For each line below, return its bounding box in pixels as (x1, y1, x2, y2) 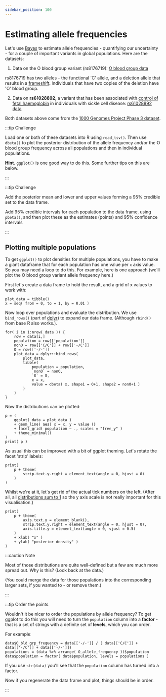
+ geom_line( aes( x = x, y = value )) (14, 422, 96, 427)
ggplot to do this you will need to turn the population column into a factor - (5, 616, 158, 623)
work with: (5, 287, 27, 293)
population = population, (31, 365, 85, 370)
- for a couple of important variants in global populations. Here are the (5, 50, 148, 56)
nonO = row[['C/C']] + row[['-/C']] (14, 343, 90, 348)
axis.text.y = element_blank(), (23, 518, 90, 523)
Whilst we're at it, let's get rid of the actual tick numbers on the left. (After (5, 489, 155, 495)
